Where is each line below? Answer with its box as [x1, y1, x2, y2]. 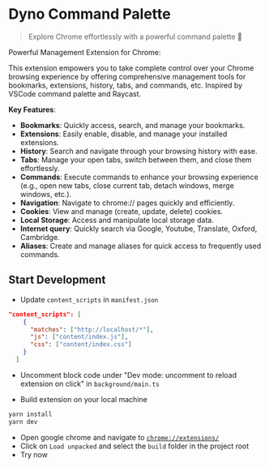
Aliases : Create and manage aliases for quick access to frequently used [19, 241, 262, 251]
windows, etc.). [19, 189, 72, 199]
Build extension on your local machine [19, 394, 147, 404]
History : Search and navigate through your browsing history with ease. [19, 146, 258, 156]
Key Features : [8, 105, 57, 114]
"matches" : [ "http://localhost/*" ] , [29, 325, 154, 333]
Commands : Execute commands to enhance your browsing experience [19, 172, 259, 182]
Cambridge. [19, 232, 60, 242]
